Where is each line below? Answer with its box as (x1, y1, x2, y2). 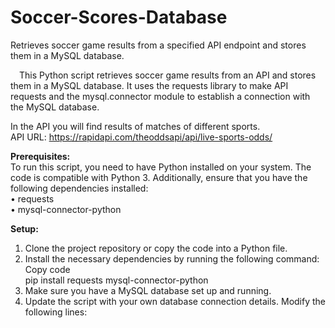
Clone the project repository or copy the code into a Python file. (24, 242, 288, 254)
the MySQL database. (10, 101, 100, 113)
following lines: (24, 306, 88, 318)
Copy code (24, 263, 71, 275)
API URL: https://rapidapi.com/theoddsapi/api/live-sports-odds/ (10, 131, 273, 143)
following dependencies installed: (10, 182, 149, 194)
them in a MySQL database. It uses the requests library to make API (10, 79, 289, 91)
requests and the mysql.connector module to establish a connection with (10, 90, 311, 102)
